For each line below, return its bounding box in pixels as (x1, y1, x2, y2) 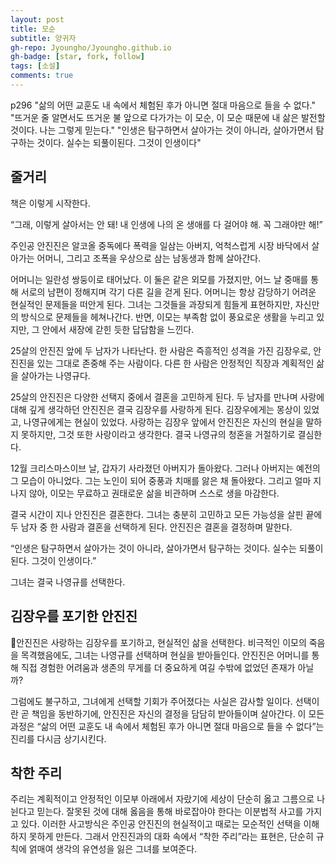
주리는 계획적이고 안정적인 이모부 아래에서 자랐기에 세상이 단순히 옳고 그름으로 (10, 793, 315, 805)
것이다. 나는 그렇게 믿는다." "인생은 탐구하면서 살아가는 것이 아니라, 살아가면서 (10, 124, 314, 136)
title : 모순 (10, 24, 57, 34)
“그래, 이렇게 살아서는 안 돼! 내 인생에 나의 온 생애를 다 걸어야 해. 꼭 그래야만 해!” (10, 218, 323, 230)
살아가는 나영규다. (20, 369, 91, 381)
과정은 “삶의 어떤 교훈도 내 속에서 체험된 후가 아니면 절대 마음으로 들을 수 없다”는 (10, 720, 325, 732)
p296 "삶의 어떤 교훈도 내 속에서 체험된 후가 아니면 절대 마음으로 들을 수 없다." (10, 99, 316, 111)
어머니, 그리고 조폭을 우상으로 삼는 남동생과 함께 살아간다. (36, 252, 262, 264)
